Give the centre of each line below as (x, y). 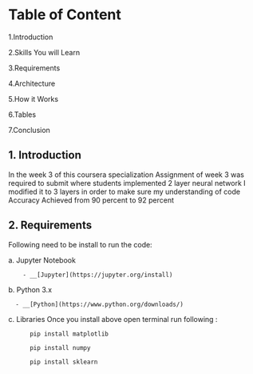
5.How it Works (33, 99)
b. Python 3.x (30, 289)
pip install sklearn (63, 362)
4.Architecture (32, 83)
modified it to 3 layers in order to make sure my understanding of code (125, 191)
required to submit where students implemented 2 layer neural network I (127, 183)
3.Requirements (34, 68)
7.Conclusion (29, 130)
